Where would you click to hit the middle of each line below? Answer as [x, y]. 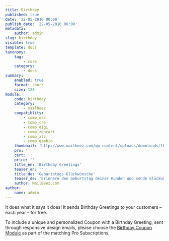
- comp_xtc [35, 137]
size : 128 [25, 89]
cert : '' [23, 155]
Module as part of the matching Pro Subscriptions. [57, 233]
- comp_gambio [38, 141]
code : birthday [30, 99]
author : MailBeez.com [37, 184]
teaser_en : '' [29, 169]
